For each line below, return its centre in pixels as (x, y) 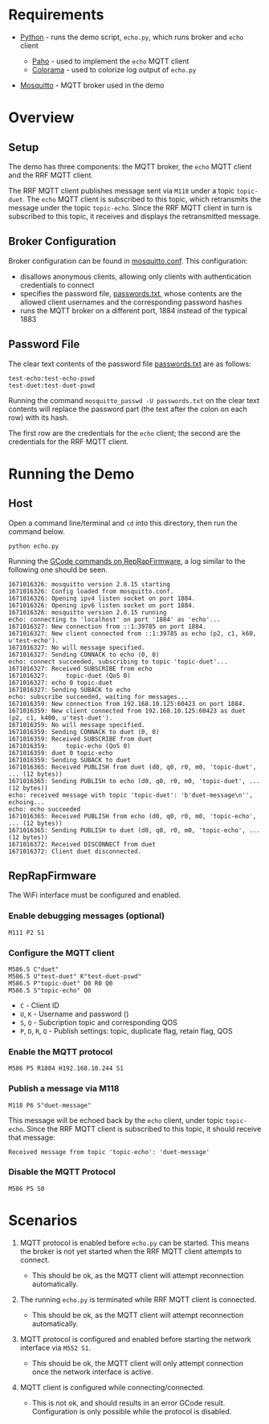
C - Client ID (40, 1005)
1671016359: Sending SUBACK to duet (69, 760)
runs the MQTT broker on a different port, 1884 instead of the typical (133, 310)
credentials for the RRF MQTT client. (69, 441)
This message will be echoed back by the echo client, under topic (116, 1120)
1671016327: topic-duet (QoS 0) (69, 675)
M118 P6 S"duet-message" (50, 1105)
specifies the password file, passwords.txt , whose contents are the (131, 293)
